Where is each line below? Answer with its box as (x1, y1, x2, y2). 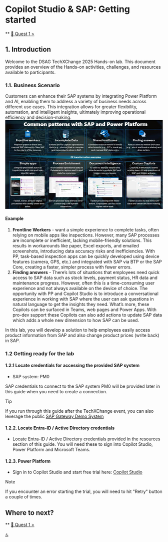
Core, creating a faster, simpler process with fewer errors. (12, 264, 132, 270)
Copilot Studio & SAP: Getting (5, 4, 130, 15)
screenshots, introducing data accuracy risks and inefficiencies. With (12, 248, 155, 254)
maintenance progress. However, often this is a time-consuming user (12, 280, 155, 286)
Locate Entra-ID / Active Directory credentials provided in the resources (12, 436, 160, 442)
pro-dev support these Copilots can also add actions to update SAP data (12, 312, 162, 318)
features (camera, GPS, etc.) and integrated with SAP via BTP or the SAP (12, 258, 162, 264)
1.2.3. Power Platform (5, 458, 51, 464)
